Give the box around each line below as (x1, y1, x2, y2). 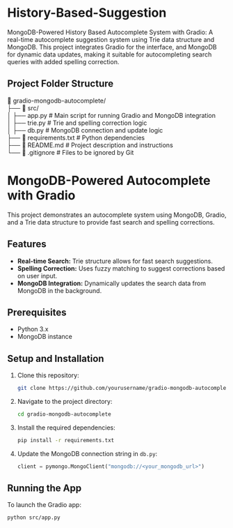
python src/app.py (7, 514, 61, 521)
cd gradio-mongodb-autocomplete (17, 411, 111, 418)
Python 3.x (17, 325, 49, 333)
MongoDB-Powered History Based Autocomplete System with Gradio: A (7, 28, 214, 36)
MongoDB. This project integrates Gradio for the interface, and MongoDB (7, 43, 217, 51)
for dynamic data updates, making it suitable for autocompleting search (7, 50, 212, 59)
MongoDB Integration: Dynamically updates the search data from (17, 279, 207, 287)
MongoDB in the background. (17, 286, 102, 294)
